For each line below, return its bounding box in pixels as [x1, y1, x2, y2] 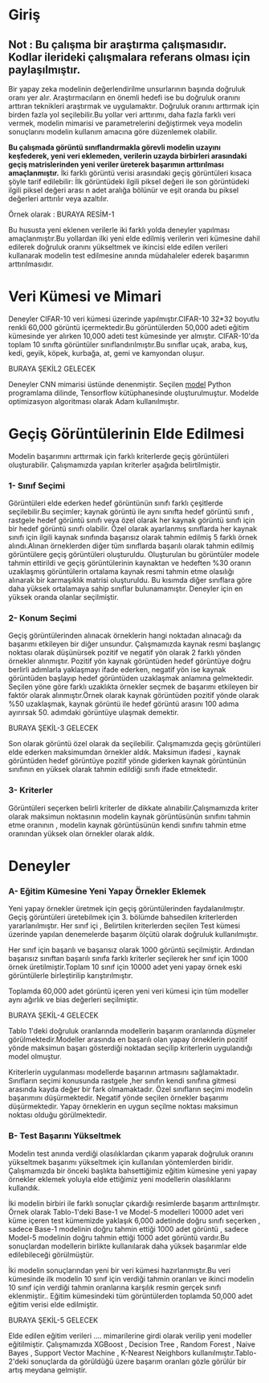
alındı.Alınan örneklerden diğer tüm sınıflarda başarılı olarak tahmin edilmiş [8, 541, 255, 551]
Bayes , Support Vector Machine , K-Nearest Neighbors [8, 1348, 191, 1357]
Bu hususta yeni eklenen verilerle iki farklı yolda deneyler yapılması [8, 225, 230, 234]
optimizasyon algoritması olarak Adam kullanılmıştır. [8, 396, 180, 406]
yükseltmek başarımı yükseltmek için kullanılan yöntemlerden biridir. [8, 1157, 234, 1166]
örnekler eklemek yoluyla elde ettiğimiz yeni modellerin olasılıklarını [8, 1174, 231, 1184]
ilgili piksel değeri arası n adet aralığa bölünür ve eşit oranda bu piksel [8, 185, 239, 195]
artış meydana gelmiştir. [8, 1364, 88, 1374]
